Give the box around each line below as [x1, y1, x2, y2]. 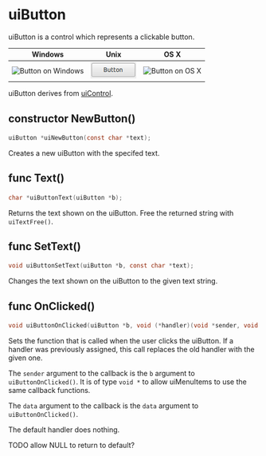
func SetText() [8, 240, 81, 253]
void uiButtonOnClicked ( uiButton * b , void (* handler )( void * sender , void [8, 322, 259, 330]
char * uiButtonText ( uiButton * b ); [8, 193, 123, 201]
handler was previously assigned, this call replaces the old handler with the [8, 344, 255, 354]
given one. [8, 353, 43, 363]
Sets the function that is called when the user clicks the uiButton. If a [8, 335, 233, 345]
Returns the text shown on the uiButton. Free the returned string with [8, 208, 234, 217]
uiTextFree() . [8, 216, 53, 226]
